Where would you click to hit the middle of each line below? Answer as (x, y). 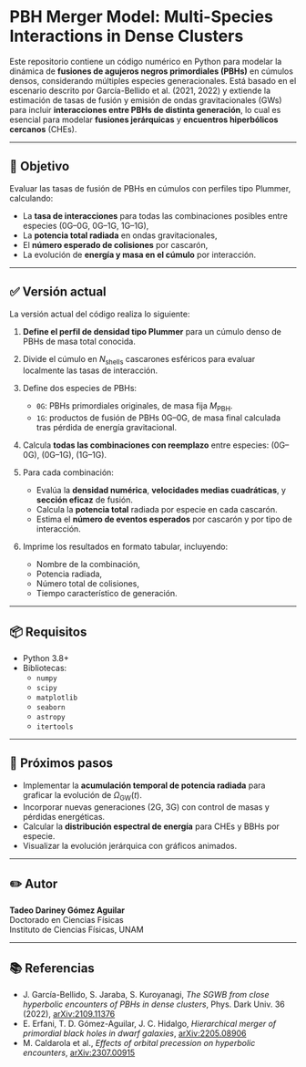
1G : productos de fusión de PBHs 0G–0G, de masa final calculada (158, 418)
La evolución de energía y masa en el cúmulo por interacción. (139, 254)
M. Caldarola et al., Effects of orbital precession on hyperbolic (139, 1043)
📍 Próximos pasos (61, 763)
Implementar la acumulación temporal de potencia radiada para (144, 785)
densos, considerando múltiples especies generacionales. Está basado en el (153, 80)
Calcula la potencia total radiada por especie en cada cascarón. (157, 510)
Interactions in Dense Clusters (127, 36)
